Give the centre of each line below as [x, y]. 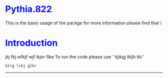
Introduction [31, 43]
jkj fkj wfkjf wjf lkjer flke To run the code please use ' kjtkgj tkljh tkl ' [75, 57]
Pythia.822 [29, 9]
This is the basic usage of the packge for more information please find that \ [83, 23]
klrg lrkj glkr [21, 66]
